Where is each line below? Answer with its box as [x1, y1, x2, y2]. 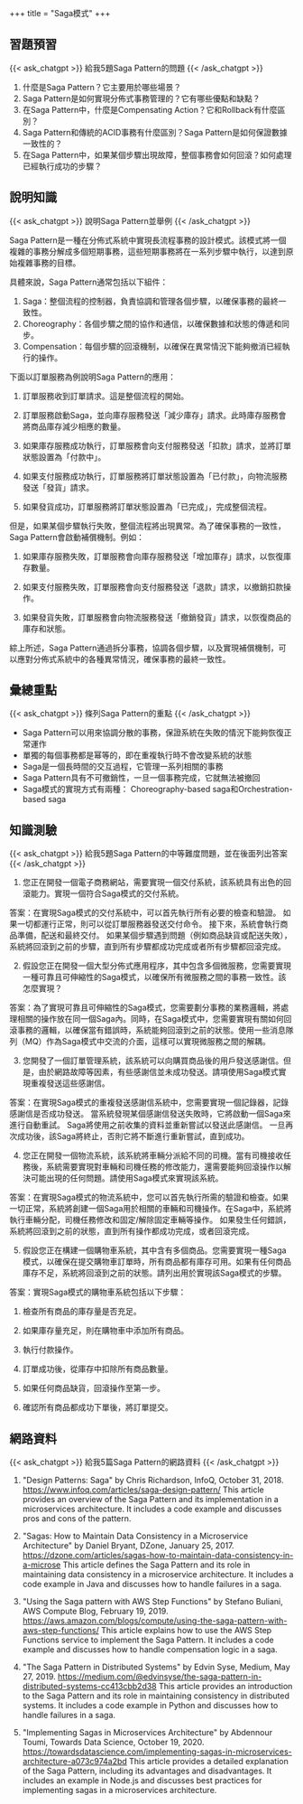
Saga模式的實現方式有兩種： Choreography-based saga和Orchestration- [22, 784, 293, 795]
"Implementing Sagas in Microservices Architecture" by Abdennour [22, 1727, 273, 1738]
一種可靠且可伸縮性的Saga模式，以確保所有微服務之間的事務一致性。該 [22, 972, 287, 983]
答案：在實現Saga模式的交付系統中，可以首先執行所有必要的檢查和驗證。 [9, 907, 281, 919]
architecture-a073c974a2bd [22, 1756, 128, 1767]
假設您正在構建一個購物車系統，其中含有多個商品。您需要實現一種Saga [22, 1245, 287, 1256]
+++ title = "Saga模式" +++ [9, 8, 111, 18]
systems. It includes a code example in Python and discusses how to [22, 1700, 279, 1711]
